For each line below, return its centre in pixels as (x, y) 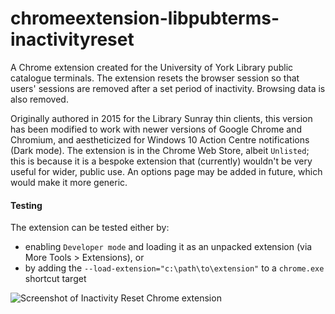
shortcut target (55, 279)
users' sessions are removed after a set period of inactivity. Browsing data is (168, 88)
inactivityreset (72, 39)
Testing (26, 205)
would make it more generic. (69, 182)
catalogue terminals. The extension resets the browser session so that (155, 78)
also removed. (39, 99)
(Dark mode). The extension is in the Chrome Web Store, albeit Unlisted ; (160, 150)
